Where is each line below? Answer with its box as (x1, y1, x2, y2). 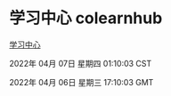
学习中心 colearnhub (9, 8, 163, 28)
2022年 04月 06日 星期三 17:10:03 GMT (9, 76, 154, 87)
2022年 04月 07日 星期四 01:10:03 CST (9, 58, 152, 68)
